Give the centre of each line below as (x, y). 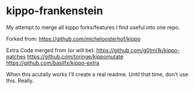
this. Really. (20, 81)
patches (16, 56)
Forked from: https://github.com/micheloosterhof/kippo (73, 38)
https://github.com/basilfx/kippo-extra (53, 63)
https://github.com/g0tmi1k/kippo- (138, 50)
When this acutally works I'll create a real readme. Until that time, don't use (97, 74)
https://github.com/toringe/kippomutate (75, 56)
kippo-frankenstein (55, 11)
